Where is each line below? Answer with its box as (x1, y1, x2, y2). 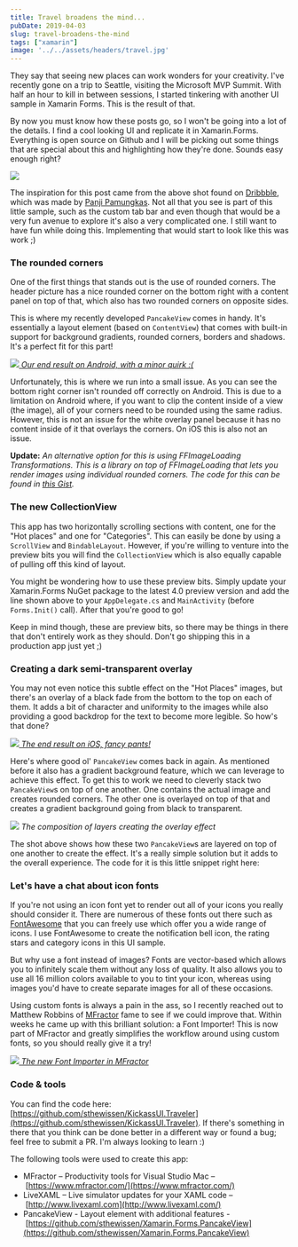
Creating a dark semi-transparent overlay (10, 662, 193, 675)
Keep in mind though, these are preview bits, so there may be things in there (10, 621, 289, 632)
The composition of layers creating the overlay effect (20, 822, 216, 833)
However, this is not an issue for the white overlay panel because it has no (10, 414, 281, 425)
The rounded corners (10, 257, 104, 269)
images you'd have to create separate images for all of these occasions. (10, 983, 274, 994)
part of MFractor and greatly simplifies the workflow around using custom (10, 1029, 280, 1039)
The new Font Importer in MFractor (20, 1056, 149, 1067)
